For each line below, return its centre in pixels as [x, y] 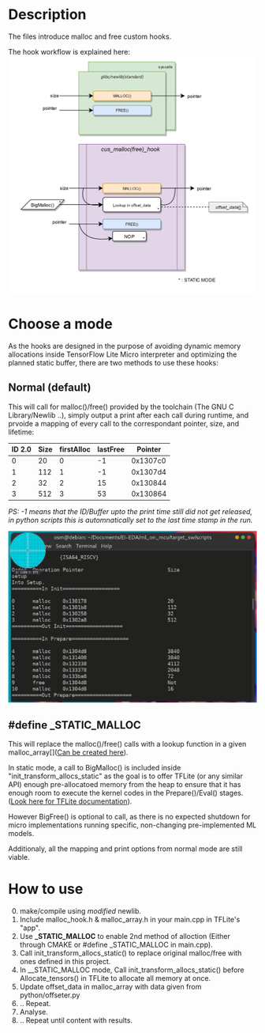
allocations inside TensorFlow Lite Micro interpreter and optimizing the [123, 354]
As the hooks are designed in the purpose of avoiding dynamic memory [125, 346]
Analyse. [34, 1012]
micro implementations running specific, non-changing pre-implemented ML [132, 825]
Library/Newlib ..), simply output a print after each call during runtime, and [129, 415]
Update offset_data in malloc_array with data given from [110, 987]
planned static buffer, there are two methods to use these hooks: [113, 362]
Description [47, 15]
